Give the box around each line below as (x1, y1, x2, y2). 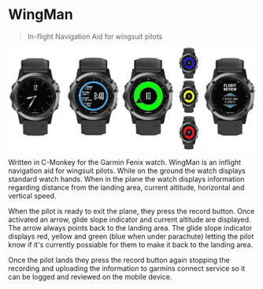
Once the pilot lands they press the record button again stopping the (8, 255, 230, 265)
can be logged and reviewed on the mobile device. (8, 272, 172, 281)
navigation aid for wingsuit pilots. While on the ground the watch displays (8, 166, 246, 175)
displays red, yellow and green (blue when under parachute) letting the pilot (8, 231, 254, 241)
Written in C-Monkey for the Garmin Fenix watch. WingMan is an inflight (8, 157, 242, 167)
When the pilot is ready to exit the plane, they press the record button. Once (8, 206, 255, 216)
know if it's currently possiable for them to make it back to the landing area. (8, 239, 254, 250)
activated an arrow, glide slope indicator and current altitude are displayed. (8, 215, 251, 224)
